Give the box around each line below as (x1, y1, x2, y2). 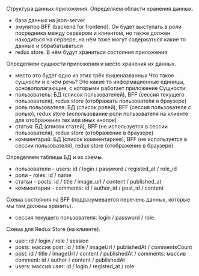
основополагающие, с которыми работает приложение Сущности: (14, 85, 188, 92)
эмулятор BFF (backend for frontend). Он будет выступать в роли (14, 23, 182, 30)
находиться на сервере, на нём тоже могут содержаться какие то (14, 36, 186, 43)
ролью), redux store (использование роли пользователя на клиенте (14, 110, 188, 117)
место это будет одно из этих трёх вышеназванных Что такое (14, 72, 174, 79)
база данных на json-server (14, 17, 85, 23)
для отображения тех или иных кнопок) (14, 116, 117, 124)
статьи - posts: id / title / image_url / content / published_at (14, 178, 162, 185)
